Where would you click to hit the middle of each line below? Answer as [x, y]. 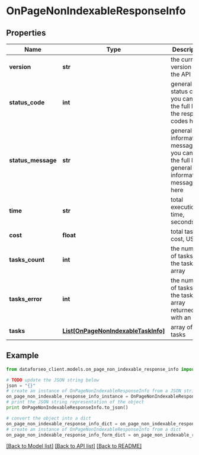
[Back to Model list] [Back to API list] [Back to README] [74, 446]
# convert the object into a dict [49, 418]
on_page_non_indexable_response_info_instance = [67, 397]
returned [183, 310]
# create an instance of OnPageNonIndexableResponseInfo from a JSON [94, 391]
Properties [26, 33]
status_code [27, 102]
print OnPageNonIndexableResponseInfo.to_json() [67, 408]
